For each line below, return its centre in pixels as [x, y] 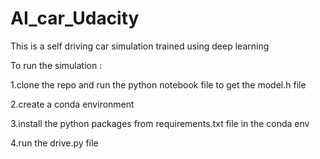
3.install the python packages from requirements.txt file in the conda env [160, 123]
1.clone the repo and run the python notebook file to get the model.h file [158, 84]
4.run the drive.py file [54, 143]
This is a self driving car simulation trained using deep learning [140, 46]
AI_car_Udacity [75, 18]
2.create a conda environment [72, 104]
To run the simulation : [56, 65]
